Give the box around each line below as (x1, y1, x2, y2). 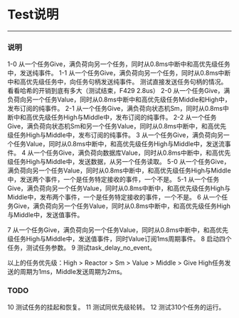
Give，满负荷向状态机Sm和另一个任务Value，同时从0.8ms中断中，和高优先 (7, 122, 226, 131)
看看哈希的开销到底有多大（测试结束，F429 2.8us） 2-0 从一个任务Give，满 (7, 87, 230, 95)
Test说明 (7, 6, 59, 23)
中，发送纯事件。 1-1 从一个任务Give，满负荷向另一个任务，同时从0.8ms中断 (7, 69, 231, 77)
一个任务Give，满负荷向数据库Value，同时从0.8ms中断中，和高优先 (33, 148, 231, 157)
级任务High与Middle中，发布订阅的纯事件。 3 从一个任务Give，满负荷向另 (7, 131, 224, 139)
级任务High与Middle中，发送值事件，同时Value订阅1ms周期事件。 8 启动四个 (7, 235, 232, 243)
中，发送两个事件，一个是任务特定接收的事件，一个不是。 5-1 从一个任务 (7, 175, 220, 184)
